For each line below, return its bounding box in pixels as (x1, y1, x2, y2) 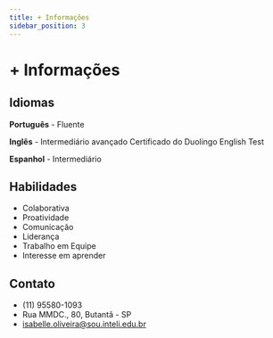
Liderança (21, 231, 60, 242)
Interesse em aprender (21, 251, 106, 261)
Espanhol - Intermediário (9, 153, 103, 164)
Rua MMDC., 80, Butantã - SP (21, 309, 132, 320)
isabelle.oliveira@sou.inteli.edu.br (21, 318, 147, 330)
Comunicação (21, 222, 74, 233)
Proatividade (21, 212, 70, 223)
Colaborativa (21, 202, 70, 214)
